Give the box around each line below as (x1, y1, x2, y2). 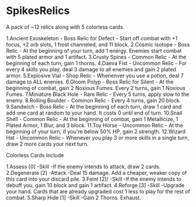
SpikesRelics (6, 4, 70, 18)
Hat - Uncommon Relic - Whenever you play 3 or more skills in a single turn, (6, 134, 190, 141)
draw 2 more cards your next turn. (6, 140, 89, 147)
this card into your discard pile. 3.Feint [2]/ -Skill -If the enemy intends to (6, 175, 181, 182)
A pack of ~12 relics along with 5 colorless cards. (6, 23, 125, 30)
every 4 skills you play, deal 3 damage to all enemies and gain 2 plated (6, 65, 177, 73)
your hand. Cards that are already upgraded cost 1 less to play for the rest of (6, 188, 190, 195)
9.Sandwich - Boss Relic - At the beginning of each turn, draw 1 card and (6, 103, 182, 110)
